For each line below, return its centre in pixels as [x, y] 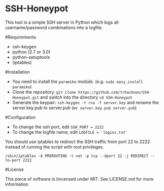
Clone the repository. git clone [44, 92]
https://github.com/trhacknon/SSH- [115, 92]
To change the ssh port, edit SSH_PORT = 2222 [58, 127]
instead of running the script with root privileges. [55, 147]
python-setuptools [31, 57]
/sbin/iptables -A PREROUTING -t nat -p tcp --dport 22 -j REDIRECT [77, 156]
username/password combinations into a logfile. [54, 27]
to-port [13, 160]
